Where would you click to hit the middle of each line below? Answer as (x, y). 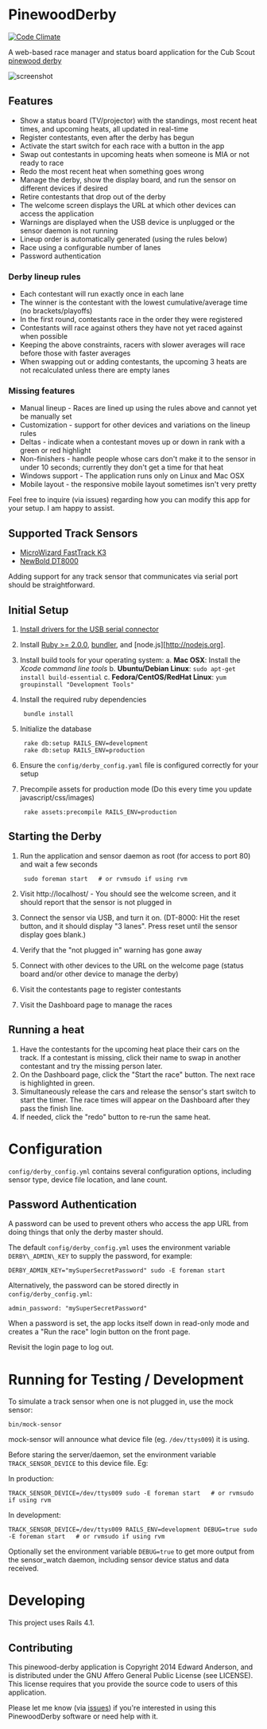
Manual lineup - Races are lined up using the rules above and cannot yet (138, 408)
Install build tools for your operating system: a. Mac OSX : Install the (130, 660)
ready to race (42, 163)
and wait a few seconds (58, 864)
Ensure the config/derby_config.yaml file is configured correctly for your (139, 765)
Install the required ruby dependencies (83, 699)
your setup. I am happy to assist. (62, 509)
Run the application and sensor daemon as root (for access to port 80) (135, 855)
